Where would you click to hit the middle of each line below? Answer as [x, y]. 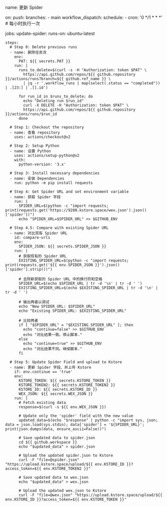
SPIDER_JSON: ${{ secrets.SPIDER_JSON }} [62, 246]
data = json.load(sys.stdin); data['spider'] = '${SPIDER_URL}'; [75, 425]
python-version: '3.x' [42, 164]
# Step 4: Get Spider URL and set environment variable [69, 192]
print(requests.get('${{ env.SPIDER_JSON [49, 265]
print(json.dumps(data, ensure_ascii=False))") [56, 429]
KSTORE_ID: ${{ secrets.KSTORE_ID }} [58, 389]
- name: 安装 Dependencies [37, 179]
